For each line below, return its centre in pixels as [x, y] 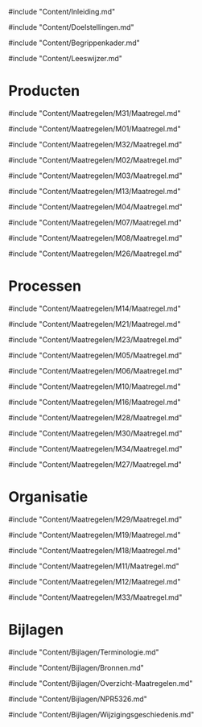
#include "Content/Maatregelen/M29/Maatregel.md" [95, 519]
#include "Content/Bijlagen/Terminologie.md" [84, 652]
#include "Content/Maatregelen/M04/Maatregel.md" [95, 207]
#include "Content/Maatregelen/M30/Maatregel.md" [95, 433]
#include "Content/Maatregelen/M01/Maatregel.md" [95, 129]
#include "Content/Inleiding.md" [62, 12]
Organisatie [48, 497]
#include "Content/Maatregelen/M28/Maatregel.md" [95, 417]
